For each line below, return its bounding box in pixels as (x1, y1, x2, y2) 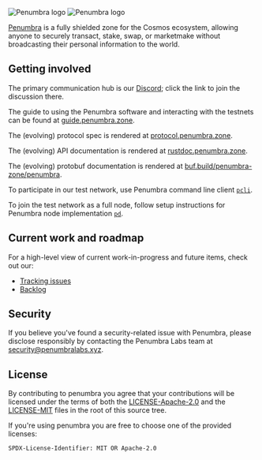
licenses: (8, 429, 38, 439)
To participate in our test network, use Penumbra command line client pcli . (8, 185, 253, 194)
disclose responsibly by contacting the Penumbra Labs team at (8, 336, 213, 346)
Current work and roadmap (8, 231, 144, 245)
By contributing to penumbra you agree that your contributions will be (8, 389, 235, 398)
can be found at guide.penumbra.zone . (8, 115, 136, 125)
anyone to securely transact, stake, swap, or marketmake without (8, 32, 221, 40)
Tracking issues (19, 276, 72, 286)
